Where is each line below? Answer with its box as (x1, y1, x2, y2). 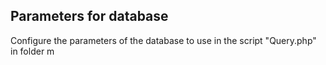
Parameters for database (10, 8, 169, 25)
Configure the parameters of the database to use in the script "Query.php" (10, 34, 317, 46)
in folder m (10, 45, 55, 57)
